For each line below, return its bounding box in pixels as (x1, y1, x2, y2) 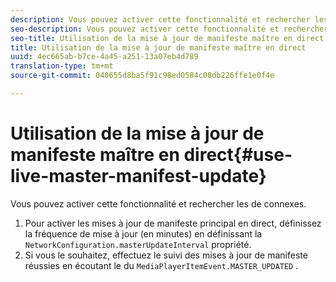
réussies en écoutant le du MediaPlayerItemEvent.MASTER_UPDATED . (24, 259, 299, 271)
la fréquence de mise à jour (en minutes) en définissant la (24, 227, 263, 240)
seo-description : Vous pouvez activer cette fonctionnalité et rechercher (10, 24, 329, 34)
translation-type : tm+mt (10, 61, 114, 71)
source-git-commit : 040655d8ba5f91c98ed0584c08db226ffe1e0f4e (10, 71, 275, 81)
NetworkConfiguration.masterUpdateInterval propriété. (24, 238, 252, 250)
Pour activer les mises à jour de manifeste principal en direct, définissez (24, 217, 322, 229)
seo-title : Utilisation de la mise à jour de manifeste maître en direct (10, 33, 325, 43)
